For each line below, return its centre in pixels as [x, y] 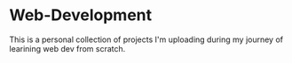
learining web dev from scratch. [67, 48]
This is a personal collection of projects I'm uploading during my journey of [146, 39]
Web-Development [81, 15]
